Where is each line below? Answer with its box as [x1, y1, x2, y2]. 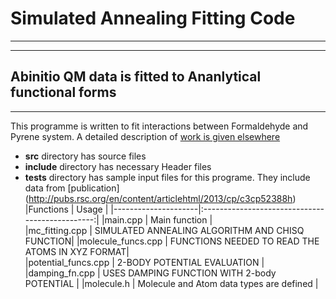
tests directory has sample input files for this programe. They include [24, 171, 311, 183]
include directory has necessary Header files [24, 160, 212, 172]
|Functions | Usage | [24, 203, 109, 215]
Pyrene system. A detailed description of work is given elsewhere [10, 130, 281, 142]
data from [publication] [24, 182, 120, 194]
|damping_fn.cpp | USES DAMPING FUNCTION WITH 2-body [24, 267, 277, 279]
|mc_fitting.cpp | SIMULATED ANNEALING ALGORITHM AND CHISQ [24, 224, 305, 236]
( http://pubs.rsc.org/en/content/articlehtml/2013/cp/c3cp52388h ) [24, 192, 297, 204]
